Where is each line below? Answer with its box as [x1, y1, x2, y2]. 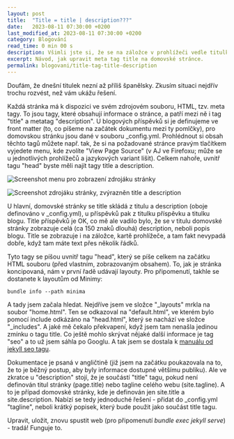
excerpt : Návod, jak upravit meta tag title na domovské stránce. [7, 56, 204, 63]
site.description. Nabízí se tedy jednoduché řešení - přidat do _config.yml [7, 395, 218, 403]
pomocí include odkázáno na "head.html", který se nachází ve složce [7, 315, 205, 323]
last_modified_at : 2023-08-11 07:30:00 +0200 [7, 29, 141, 37]
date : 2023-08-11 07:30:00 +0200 [7, 23, 111, 30]
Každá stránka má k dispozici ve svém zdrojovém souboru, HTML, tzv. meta [7, 102, 225, 110]
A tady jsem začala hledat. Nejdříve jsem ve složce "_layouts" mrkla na [7, 300, 210, 309]
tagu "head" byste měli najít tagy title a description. [7, 161, 155, 169]
